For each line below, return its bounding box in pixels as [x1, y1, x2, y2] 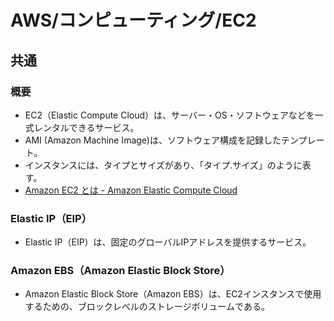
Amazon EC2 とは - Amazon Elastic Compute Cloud [24, 184, 238, 196]
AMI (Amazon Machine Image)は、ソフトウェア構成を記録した [24, 134, 282, 146]
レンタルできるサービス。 [33, 121, 140, 133]
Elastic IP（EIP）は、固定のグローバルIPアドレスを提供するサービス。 [24, 236, 312, 248]
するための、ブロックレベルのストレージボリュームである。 [24, 301, 270, 313]
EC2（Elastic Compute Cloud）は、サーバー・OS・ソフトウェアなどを [24, 109, 315, 121]
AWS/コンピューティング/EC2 [10, 9, 257, 32]
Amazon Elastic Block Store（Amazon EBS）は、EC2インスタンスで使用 [24, 288, 322, 300]
